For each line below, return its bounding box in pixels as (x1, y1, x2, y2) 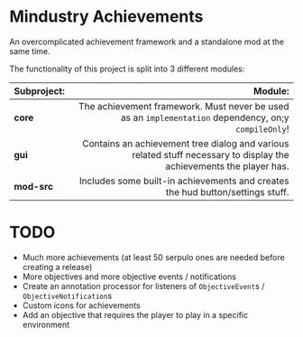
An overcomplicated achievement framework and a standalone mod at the (9, 36, 285, 47)
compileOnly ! (235, 122, 289, 135)
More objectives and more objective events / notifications (22, 271, 237, 282)
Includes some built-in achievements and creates (78, 174, 289, 187)
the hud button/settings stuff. (165, 185, 289, 198)
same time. (9, 45, 51, 56)
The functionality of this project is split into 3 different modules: (9, 63, 245, 74)
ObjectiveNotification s (22, 290, 113, 301)
